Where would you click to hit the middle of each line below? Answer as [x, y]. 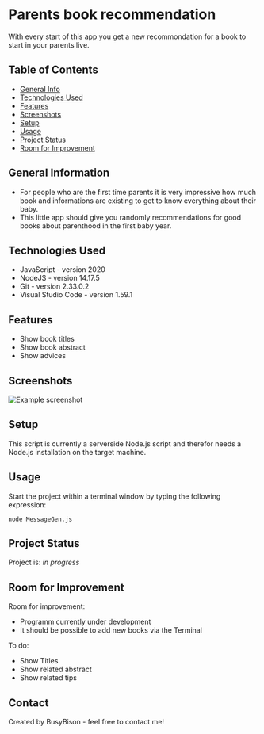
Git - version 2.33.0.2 [54, 286]
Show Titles [39, 661]
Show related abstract [56, 669]
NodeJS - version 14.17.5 [60, 278]
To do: [19, 646]
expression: [27, 504]
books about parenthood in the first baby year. [96, 226]
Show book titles [47, 339]
